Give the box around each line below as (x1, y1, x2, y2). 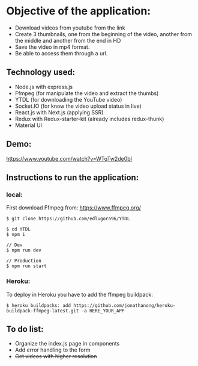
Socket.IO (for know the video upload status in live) (14, 102, 142, 110)
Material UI (14, 122, 43, 129)
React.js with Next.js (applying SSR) (14, 108, 104, 116)
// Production (6, 258, 42, 264)
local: (6, 190, 23, 199)
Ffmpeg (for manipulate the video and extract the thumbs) (14, 89, 159, 97)
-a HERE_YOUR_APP (81, 308, 125, 314)
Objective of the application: (6, 4, 151, 18)
